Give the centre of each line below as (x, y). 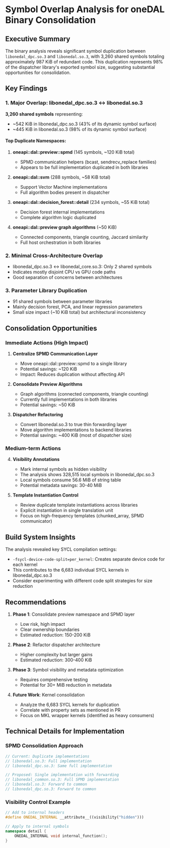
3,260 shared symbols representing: (44, 114)
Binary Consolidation (50, 20)
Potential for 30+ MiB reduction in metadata (66, 685)
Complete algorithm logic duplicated (58, 217)
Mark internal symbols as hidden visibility (63, 469)
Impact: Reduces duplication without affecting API (73, 374)
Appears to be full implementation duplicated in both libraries (84, 167)
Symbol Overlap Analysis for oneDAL (85, 9)
